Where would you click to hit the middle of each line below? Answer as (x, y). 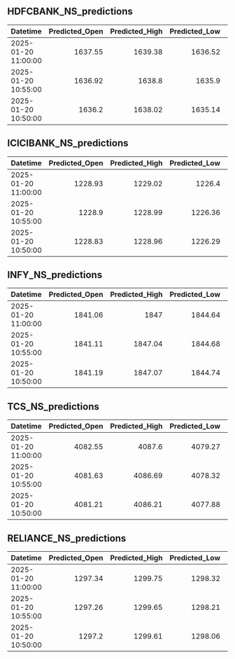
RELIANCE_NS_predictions (67, 538)
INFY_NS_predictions (55, 275)
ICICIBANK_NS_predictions (68, 143)
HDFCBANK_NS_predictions (70, 12)
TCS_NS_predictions (53, 407)
